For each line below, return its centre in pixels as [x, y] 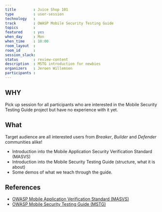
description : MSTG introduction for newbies [53, 64]
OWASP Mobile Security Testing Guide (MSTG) [59, 204]
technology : [20, 19]
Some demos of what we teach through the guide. [62, 172]
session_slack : [20, 55]
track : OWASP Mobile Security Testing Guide [59, 23]
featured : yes [25, 32]
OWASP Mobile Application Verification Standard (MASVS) [71, 199]
